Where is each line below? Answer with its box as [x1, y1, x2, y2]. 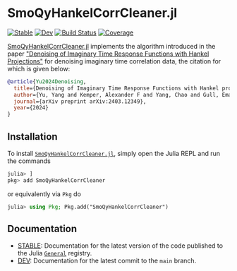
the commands [7, 157, 51, 165]
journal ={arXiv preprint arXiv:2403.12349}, [13, 97, 147, 105]
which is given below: [7, 64, 71, 73]
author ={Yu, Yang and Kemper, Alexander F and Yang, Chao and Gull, [13, 91, 219, 98]
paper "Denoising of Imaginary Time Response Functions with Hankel [7, 49, 209, 58]
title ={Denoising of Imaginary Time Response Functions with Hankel [13, 85, 219, 92]
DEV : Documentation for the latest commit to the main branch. [17, 256, 197, 265]
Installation [7, 131, 58, 143]
